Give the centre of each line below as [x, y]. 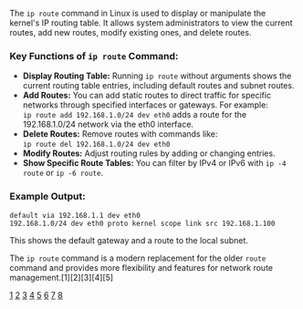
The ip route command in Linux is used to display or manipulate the [138, 13]
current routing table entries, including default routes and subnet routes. [158, 86]
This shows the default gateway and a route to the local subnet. [129, 240]
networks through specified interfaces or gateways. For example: [146, 105]
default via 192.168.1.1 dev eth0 [75, 215]
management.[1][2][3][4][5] [62, 277]
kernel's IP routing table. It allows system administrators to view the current [151, 23]
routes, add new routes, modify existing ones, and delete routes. [131, 32]
